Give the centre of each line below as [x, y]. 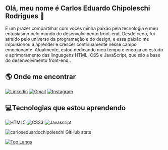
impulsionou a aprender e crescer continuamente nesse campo [71, 44]
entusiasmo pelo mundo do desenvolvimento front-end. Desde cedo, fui [80, 33]
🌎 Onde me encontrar [41, 77]
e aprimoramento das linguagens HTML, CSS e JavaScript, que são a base [83, 55]
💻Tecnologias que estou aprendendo [66, 108]
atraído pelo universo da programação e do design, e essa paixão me [77, 39]
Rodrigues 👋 [25, 16]
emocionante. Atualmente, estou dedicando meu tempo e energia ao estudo [84, 49]
